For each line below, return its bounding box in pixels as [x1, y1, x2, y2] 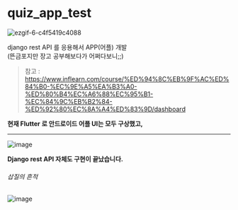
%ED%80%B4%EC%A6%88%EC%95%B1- [24, 90, 154, 98]
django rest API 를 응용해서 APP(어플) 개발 [7, 42, 127, 51]
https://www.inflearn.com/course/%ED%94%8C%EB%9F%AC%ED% [24, 74, 229, 83]
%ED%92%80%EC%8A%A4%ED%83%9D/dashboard [24, 105, 186, 113]
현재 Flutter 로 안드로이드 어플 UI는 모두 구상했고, [7, 119, 143, 128]
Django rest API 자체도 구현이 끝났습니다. [7, 154, 124, 163]
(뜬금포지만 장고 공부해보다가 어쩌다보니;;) [7, 52, 124, 60]
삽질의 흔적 [7, 172, 38, 181]
